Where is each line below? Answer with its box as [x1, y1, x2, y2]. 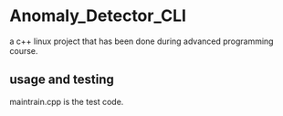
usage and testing [9, 72, 114, 88]
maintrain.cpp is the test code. [9, 96, 124, 107]
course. [9, 45, 38, 56]
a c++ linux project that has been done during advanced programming [9, 36, 274, 47]
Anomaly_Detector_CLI [9, 5, 187, 26]
